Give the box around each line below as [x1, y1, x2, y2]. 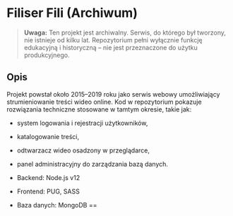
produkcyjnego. [23, 51, 70, 59]
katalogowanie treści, [16, 132, 80, 140]
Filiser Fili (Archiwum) [6, 5, 138, 21]
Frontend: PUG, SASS [16, 187, 80, 196]
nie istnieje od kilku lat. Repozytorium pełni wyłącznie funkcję [23, 35, 203, 44]
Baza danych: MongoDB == [16, 200, 97, 209]
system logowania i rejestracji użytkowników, [16, 119, 148, 127]
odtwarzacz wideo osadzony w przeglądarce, [16, 146, 150, 155]
